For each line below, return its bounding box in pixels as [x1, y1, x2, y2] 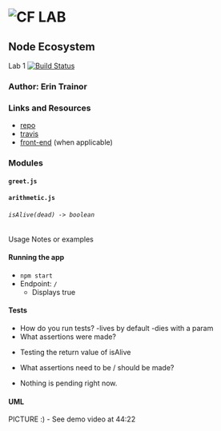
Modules [8, 158, 44, 169]
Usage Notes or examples [8, 234, 94, 244]
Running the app [8, 253, 65, 262]
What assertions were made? [19, 332, 117, 341]
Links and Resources [8, 102, 91, 114]
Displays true [31, 287, 76, 297]
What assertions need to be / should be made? [19, 362, 175, 372]
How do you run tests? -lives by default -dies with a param [19, 323, 214, 333]
